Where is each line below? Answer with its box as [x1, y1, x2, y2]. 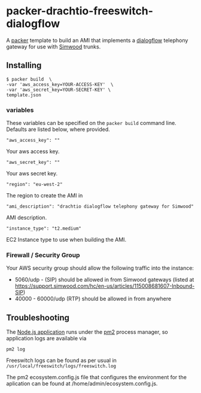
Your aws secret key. [6, 170, 58, 177]
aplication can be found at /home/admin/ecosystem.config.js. [6, 380, 158, 387]
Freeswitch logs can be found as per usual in [6, 357, 117, 364]
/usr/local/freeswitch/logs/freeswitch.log [6, 363, 117, 369]
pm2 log [6, 346, 26, 352]
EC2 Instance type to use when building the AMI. [6, 236, 127, 243]
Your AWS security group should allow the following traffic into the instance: [6, 264, 194, 272]
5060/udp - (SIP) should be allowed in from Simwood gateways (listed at [14, 276, 194, 284]
